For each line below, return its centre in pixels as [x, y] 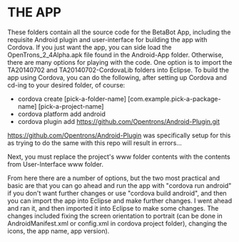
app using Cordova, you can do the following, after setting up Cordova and [117, 77]
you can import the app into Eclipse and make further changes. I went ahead [120, 201]
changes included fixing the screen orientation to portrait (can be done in [115, 216]
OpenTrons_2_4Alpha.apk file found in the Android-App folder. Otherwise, [116, 55]
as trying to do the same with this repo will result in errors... [95, 142]
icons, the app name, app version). [59, 231]
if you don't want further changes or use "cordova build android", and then [117, 193]
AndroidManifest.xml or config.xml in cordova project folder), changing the [117, 223]
